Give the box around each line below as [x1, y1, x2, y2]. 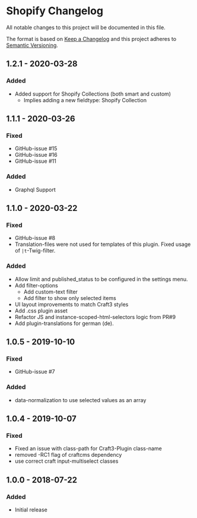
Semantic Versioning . [6, 42, 58, 49]
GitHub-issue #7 [14, 368, 55, 375]
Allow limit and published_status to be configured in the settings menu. [14, 275, 188, 283]
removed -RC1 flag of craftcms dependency [14, 451, 122, 459]
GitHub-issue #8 [14, 235, 55, 242]
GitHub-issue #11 [14, 157, 56, 165]
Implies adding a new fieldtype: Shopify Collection [23, 96, 147, 103]
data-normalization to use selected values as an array [14, 396, 147, 403]
